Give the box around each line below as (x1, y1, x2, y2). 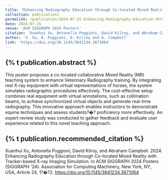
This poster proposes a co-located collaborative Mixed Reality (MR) (5, 71, 144, 77)
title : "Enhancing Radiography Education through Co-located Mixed (5, 7, 149, 12)
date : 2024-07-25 (5, 21, 41, 26)
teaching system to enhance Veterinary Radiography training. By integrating (5, 77, 161, 83)
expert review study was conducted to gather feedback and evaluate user (5, 114, 157, 120)
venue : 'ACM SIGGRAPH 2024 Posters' (5, 26, 81, 31)
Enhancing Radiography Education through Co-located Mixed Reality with (5, 153, 156, 159)
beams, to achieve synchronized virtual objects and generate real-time (5, 98, 151, 104)
